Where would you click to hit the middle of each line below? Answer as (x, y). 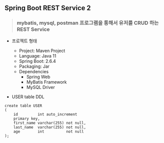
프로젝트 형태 (24, 41)
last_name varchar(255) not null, (50, 127)
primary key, (27, 118)
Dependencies (34, 71)
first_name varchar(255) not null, (50, 123)
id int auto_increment (45, 114)
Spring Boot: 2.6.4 (37, 61)
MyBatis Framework (47, 82)
